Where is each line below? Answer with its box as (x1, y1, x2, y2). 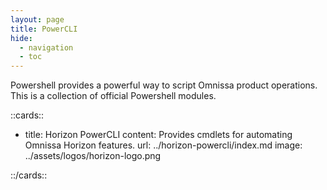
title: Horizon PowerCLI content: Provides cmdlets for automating (24, 129, 293, 141)
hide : (10, 33, 33, 43)
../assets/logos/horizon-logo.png (24, 150, 162, 162)
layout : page (10, 14, 65, 25)
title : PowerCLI (10, 24, 78, 34)
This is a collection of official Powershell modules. (10, 90, 217, 102)
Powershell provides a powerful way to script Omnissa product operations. (10, 79, 318, 91)
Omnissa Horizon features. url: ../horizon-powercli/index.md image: (24, 139, 303, 151)
